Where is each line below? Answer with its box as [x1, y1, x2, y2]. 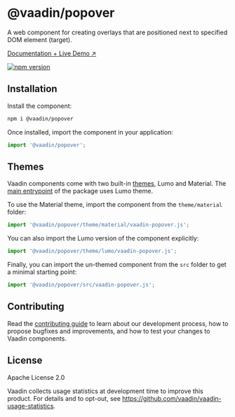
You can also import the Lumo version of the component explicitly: [7, 234, 199, 242]
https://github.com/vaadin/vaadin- [122, 394, 222, 402]
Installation [7, 83, 58, 95]
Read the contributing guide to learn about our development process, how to [7, 319, 229, 327]
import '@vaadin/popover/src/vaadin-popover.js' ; [7, 282, 156, 289]
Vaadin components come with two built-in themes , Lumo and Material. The [7, 179, 227, 188]
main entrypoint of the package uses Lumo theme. [7, 187, 153, 196]
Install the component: [7, 102, 72, 110]
